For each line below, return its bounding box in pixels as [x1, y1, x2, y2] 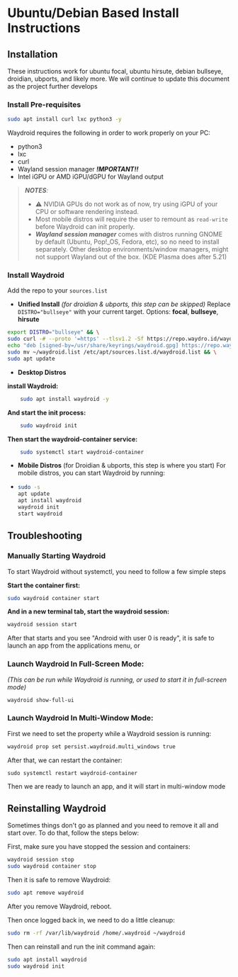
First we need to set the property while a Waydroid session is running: [7, 729, 212, 738]
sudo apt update [7, 355, 55, 362]
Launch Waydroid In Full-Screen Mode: [7, 659, 144, 669]
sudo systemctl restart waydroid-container [7, 769, 138, 776]
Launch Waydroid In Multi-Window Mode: [7, 713, 154, 723]
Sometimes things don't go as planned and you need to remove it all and [7, 821, 219, 830]
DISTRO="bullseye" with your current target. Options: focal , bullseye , [17, 307, 219, 316]
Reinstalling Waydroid [7, 803, 106, 815]
